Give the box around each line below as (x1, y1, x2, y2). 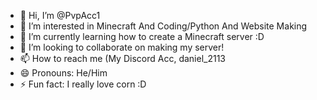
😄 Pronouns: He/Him (19, 67, 108, 79)
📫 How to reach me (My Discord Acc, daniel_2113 (19, 53, 226, 64)
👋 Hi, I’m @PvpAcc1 (19, 10, 101, 21)
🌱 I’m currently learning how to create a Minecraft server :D (19, 31, 265, 42)
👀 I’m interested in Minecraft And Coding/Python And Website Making (19, 20, 308, 32)
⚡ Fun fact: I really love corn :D (19, 78, 147, 90)
